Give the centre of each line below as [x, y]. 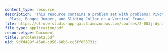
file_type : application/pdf [34, 28]
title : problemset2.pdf [30, 38]
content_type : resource [30, 10]
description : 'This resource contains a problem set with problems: [78, 14]
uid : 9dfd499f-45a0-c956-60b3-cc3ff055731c [51, 42]
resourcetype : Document [30, 33]
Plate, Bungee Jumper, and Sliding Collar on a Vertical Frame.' [79, 19]
